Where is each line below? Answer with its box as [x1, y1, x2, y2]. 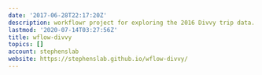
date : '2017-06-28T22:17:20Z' [8, 11, 108, 20]
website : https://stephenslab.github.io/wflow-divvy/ [8, 55, 189, 63]
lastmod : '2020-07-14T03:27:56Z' [8, 26, 118, 34]
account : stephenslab [8, 48, 79, 55]
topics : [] [8, 41, 44, 48]
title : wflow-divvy [8, 33, 72, 41]
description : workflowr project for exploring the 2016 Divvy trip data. [8, 19, 256, 27]
